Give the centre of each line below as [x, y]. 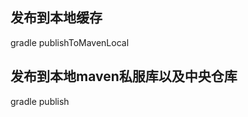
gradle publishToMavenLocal [70, 42]
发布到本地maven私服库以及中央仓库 [124, 76]
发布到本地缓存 [56, 18]
